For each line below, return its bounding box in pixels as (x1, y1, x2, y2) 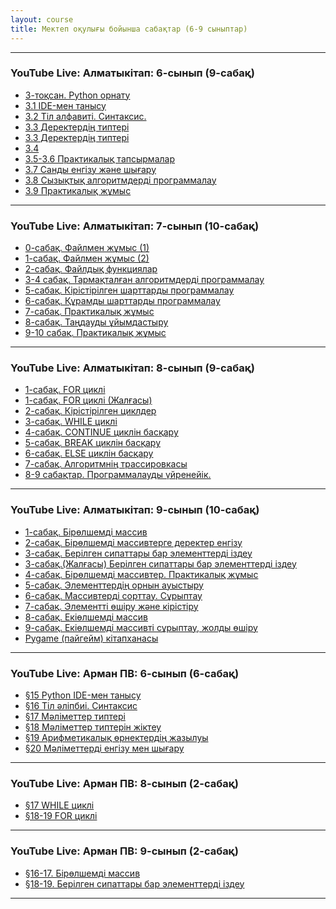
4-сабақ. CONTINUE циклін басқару (24, 426, 179, 438)
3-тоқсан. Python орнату (24, 89, 131, 101)
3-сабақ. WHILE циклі (24, 416, 118, 428)
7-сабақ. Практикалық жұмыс (24, 306, 155, 318)
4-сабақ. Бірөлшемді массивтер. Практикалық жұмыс (24, 568, 259, 580)
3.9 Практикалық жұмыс (24, 184, 132, 196)
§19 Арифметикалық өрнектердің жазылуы (24, 731, 209, 743)
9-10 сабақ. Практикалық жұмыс (24, 327, 167, 339)
